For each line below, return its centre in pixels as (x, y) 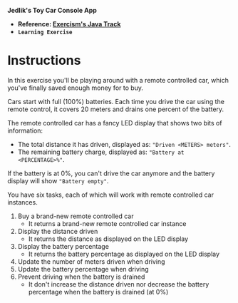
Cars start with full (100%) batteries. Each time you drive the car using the (116, 101)
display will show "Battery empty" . (58, 180)
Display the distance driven (58, 231)
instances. (22, 202)
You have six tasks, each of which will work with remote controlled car (110, 195)
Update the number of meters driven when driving (91, 261)
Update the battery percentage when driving (83, 269)
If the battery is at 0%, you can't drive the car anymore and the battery (111, 173)
